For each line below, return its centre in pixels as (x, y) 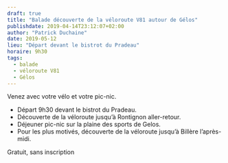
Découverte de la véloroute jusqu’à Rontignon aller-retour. (99, 117)
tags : (15, 58)
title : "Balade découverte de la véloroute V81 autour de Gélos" (102, 20)
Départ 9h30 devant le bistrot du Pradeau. (77, 110)
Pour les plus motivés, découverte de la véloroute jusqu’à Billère (108, 131)
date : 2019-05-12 (32, 39)
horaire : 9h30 (27, 52)
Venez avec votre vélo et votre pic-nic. (62, 97)
